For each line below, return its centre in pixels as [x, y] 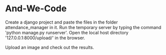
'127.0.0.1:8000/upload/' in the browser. [45, 38]
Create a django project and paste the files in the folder [61, 22]
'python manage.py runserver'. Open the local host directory [67, 32]
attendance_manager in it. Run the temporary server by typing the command [83, 27]
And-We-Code [36, 9]
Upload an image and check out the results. [50, 47]
